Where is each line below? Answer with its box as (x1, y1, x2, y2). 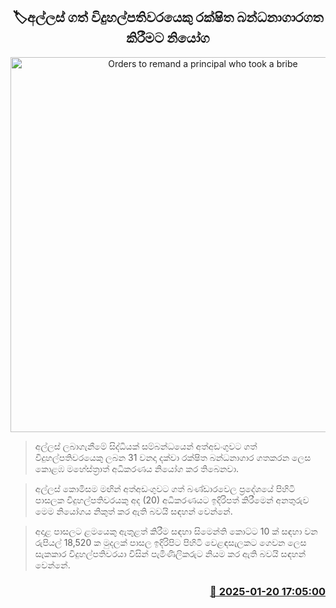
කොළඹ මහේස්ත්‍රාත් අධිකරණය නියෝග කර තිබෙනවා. (34, 462, 240, 474)
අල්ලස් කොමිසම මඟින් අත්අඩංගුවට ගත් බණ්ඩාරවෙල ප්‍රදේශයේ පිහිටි (34, 482, 296, 494)
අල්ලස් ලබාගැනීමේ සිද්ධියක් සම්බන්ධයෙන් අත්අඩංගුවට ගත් (34, 440, 258, 452)
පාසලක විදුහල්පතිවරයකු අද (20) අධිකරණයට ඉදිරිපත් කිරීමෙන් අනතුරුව (34, 494, 310, 506)
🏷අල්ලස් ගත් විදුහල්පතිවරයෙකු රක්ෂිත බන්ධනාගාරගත (12, 9, 324, 26)
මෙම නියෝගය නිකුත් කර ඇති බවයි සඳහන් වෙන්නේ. (34, 505, 233, 517)
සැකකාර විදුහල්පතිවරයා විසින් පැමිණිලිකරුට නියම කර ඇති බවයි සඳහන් (34, 547, 307, 559)
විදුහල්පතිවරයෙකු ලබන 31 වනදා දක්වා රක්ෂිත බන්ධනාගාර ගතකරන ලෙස (34, 451, 312, 463)
